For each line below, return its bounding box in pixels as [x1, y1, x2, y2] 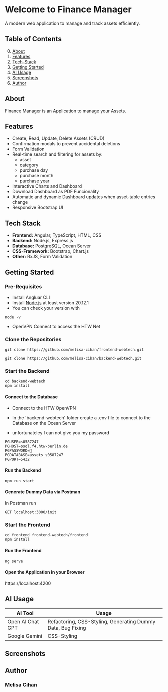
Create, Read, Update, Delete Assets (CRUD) [12, 135, 105, 141]
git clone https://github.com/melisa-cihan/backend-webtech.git [5, 356, 142, 361]
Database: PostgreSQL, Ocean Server [12, 243, 91, 249]
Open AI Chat [7, 618, 39, 625]
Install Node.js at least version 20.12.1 [12, 299, 89, 306]
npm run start [5, 478, 35, 483]
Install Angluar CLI [12, 294, 50, 300]
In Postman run [5, 500, 36, 506]
